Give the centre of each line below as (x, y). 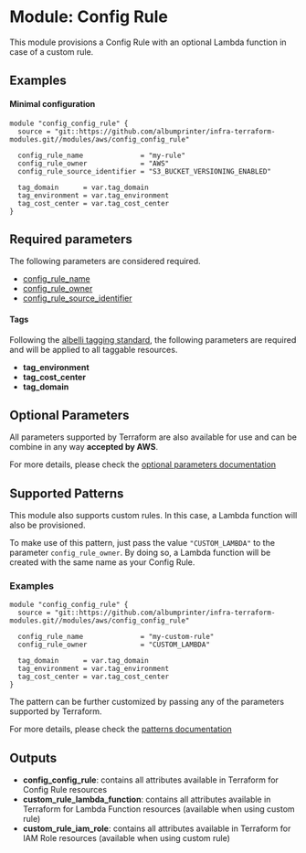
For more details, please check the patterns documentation (121, 730)
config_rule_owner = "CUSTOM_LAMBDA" (114, 645)
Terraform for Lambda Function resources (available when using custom (158, 809)
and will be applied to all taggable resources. (94, 349)
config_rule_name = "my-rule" (101, 155)
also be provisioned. (47, 525)
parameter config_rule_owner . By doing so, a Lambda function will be (140, 553)
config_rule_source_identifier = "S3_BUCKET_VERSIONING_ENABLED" (145, 171)
